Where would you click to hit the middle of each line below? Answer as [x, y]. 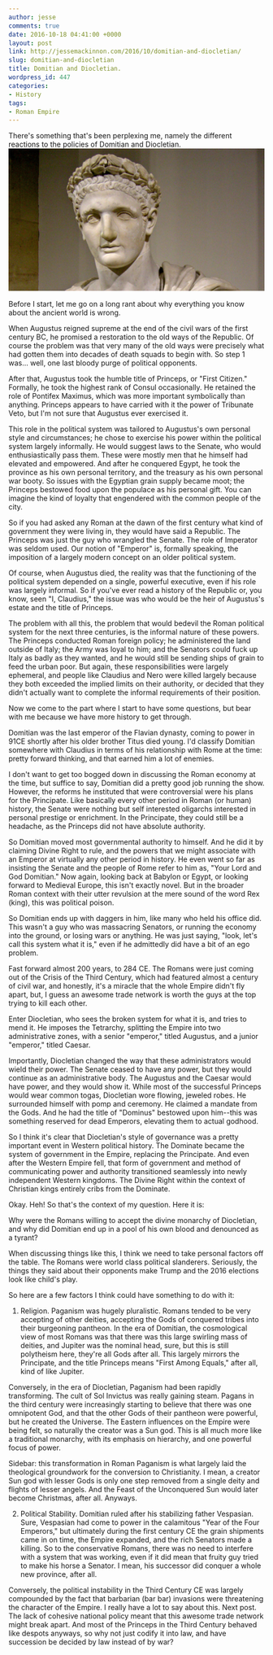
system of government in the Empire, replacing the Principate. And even [129, 1154]
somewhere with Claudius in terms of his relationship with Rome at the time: [135, 749]
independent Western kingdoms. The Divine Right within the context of [127, 1180]
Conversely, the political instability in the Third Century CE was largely [126, 1590]
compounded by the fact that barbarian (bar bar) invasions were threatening [136, 1598]
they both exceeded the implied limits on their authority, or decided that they [136, 683]
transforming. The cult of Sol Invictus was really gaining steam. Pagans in [131, 1395]
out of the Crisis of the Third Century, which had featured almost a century [133, 977]
